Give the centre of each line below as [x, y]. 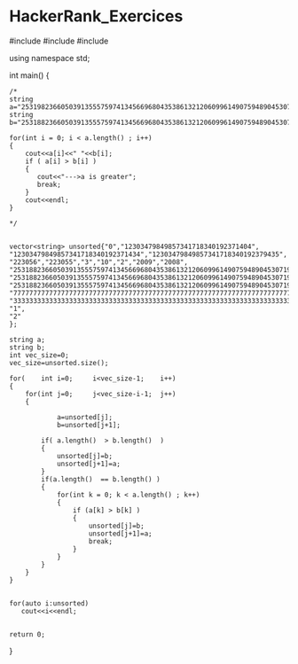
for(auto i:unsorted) [49, 603]
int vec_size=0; [39, 355]
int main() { [30, 75]
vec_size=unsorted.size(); [59, 363]
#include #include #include [59, 41]
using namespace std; [50, 58]
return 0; [27, 634]
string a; [27, 340]
